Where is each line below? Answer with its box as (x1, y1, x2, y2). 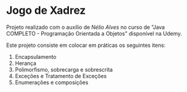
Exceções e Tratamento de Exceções (14, 72, 107, 79)
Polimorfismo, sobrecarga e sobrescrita (14, 66, 113, 73)
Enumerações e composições (14, 79, 89, 86)
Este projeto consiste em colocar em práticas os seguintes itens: (6, 41, 166, 49)
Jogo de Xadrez (6, 4, 86, 17)
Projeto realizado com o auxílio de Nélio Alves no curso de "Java (6, 23, 165, 31)
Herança (14, 60, 37, 67)
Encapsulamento (14, 53, 57, 60)
